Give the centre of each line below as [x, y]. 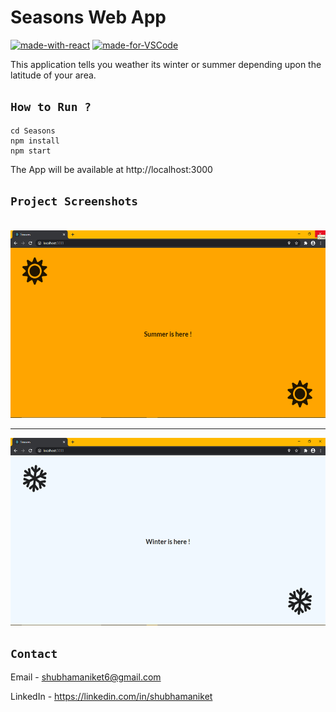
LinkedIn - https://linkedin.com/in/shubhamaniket [111, 697]
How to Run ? [51, 107]
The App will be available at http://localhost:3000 [111, 169]
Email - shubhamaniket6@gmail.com [86, 677]
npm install [35, 141]
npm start [31, 151]
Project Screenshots [74, 201]
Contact [34, 653]
